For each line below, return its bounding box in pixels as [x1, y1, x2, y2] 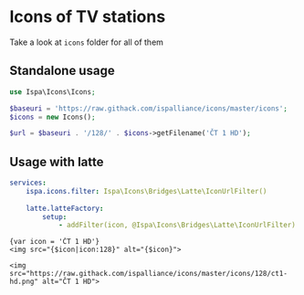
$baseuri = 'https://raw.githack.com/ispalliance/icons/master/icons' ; [9, 103, 288, 113]
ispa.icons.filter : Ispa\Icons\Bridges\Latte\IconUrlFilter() [26, 186, 267, 195]
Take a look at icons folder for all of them [9, 37, 164, 47]
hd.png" [9, 277, 39, 287]
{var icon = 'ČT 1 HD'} [9, 237, 100, 247]
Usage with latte [9, 153, 104, 170]
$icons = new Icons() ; [9, 112, 96, 121]
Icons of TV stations [9, 6, 166, 27]
